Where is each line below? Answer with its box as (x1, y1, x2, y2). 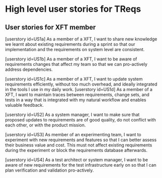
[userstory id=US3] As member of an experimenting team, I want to (5, 132, 141, 137)
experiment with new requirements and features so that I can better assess (5, 137, 157, 143)
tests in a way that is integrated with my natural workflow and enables (5, 97, 146, 103)
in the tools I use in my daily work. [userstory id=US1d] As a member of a (5, 87, 153, 92)
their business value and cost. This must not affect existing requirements (5, 142, 152, 148)
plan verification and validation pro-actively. (5, 167, 94, 173)
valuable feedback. (5, 102, 44, 108)
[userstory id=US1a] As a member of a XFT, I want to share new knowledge (5, 36, 158, 42)
